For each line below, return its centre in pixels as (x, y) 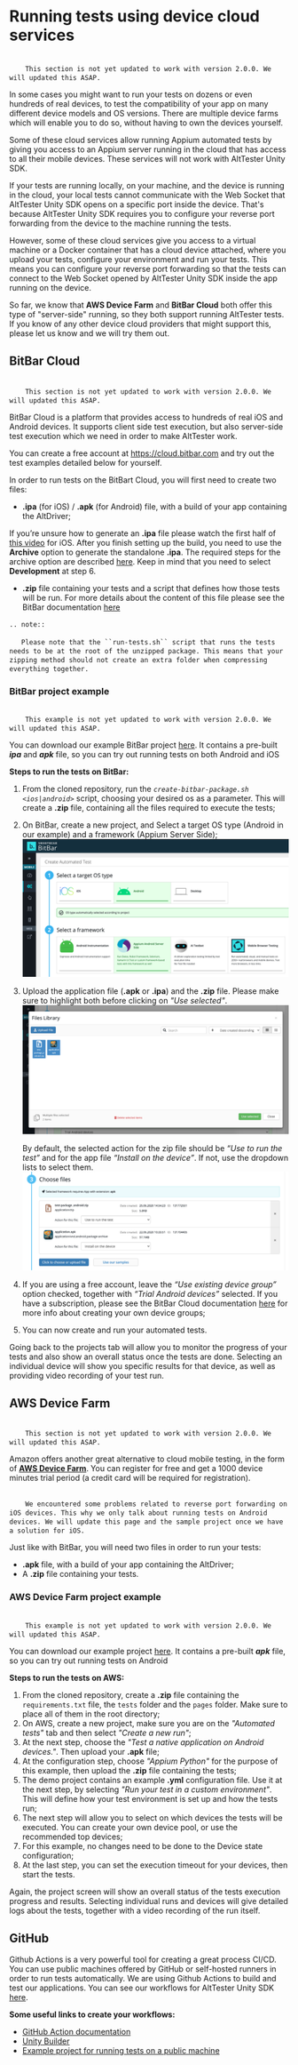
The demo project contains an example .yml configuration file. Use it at (152, 1780)
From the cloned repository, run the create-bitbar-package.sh (135, 789)
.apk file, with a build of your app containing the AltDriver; (128, 1565)
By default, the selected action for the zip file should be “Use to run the (152, 1148)
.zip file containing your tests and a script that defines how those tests (151, 588)
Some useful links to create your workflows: (92, 2014)
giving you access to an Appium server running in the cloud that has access (148, 149)
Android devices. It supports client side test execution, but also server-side (146, 426)
